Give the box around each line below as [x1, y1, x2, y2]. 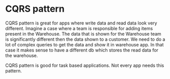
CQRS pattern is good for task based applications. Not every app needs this [5, 62, 164, 68]
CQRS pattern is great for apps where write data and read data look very [5, 20, 157, 26]
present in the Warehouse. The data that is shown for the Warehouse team [5, 31, 161, 37]
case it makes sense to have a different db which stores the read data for [5, 47, 159, 53]
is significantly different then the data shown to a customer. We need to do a [5, 36, 165, 42]
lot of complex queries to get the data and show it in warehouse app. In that [5, 41, 164, 47]
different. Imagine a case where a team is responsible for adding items [5, 25, 153, 31]
